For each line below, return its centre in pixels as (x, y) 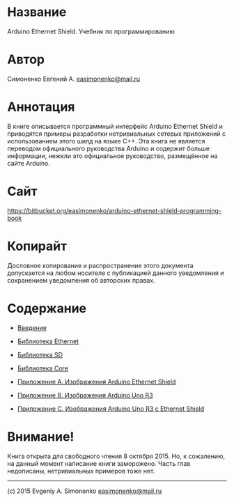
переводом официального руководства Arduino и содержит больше (109, 148)
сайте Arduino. (29, 163)
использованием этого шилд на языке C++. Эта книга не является (106, 141)
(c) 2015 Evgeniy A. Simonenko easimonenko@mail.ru (85, 491)
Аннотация (41, 107)
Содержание (47, 308)
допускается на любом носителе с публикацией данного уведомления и (116, 273)
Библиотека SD (40, 354)
